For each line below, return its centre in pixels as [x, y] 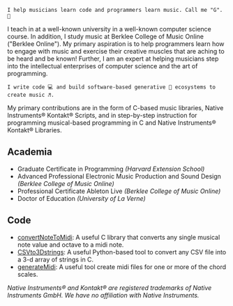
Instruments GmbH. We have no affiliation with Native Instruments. [103, 295]
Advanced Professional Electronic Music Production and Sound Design [119, 176]
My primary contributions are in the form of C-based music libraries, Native [115, 108]
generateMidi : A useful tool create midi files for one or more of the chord [122, 267]
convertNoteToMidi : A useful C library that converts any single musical [119, 237]
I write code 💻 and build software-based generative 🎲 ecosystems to [112, 87]
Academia [30, 152]
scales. [28, 274]
